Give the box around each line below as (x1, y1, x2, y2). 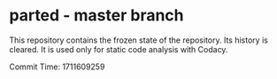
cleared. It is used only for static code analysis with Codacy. (9, 43, 228, 54)
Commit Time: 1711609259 (9, 61, 105, 72)
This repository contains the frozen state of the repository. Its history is (9, 35, 268, 45)
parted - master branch (9, 5, 184, 26)
